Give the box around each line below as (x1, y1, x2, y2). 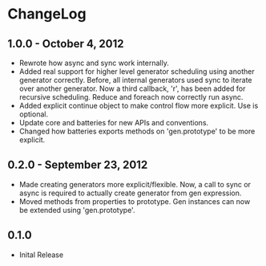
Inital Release (18, 250, 64, 260)
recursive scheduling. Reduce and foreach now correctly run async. (18, 92, 244, 101)
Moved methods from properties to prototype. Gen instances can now (18, 196, 251, 206)
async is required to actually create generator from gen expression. (18, 188, 242, 198)
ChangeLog (7, 5, 87, 23)
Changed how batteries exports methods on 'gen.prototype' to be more (18, 126, 256, 136)
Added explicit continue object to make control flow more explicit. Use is (18, 101, 259, 110)
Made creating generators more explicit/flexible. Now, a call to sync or (18, 179, 252, 189)
